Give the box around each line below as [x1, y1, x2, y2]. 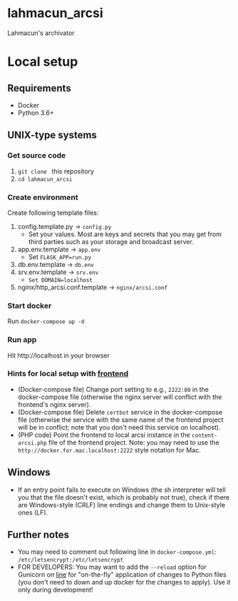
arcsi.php [17, 439, 48, 447]
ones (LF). [17, 508, 48, 517]
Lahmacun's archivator [7, 29, 75, 37]
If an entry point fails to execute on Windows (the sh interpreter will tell [17, 485, 226, 494]
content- [191, 432, 218, 439]
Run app [7, 335, 37, 345]
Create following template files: [7, 208, 99, 217]
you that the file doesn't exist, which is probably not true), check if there [17, 493, 230, 501]
